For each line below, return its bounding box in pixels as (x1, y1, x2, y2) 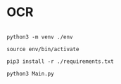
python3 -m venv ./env (6, 33, 73, 41)
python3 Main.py (6, 70, 54, 77)
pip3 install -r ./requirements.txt (6, 57, 114, 65)
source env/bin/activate (6, 45, 79, 52)
